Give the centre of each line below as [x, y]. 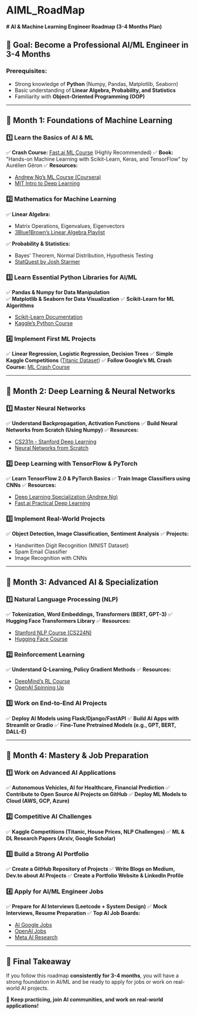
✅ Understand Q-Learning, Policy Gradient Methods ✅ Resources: [89, 669]
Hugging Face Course [41, 639]
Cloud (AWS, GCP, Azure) [38, 801]
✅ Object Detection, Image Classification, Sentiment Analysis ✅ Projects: [98, 534]
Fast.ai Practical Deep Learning [52, 503]
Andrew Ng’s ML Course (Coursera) [58, 177]
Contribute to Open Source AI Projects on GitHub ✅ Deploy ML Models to [96, 794]
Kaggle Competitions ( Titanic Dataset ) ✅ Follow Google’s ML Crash [89, 360]
